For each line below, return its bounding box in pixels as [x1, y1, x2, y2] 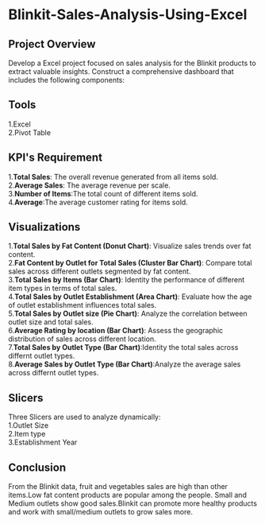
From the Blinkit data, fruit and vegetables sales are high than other [8, 482, 229, 491]
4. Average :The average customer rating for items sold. [8, 197, 188, 207]
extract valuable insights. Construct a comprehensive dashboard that [8, 67, 234, 76]
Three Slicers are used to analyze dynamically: [8, 412, 161, 422]
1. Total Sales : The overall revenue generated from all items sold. [8, 172, 218, 181]
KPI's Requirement [8, 151, 103, 165]
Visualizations [8, 220, 81, 234]
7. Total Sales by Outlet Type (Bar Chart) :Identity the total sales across [8, 343, 239, 352]
